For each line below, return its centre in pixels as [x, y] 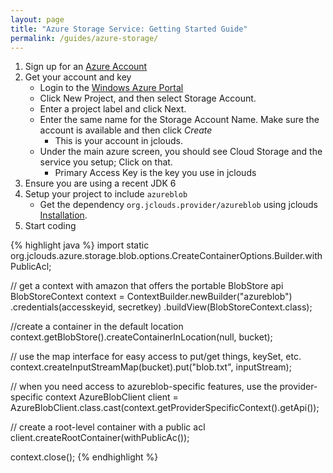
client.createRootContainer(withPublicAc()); [100, 438]
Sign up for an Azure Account [86, 67]
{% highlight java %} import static [80, 245]
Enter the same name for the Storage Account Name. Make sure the [179, 120]
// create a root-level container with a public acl [108, 427]
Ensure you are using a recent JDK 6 [100, 183]
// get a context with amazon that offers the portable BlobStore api [147, 286]
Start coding [50, 226]
